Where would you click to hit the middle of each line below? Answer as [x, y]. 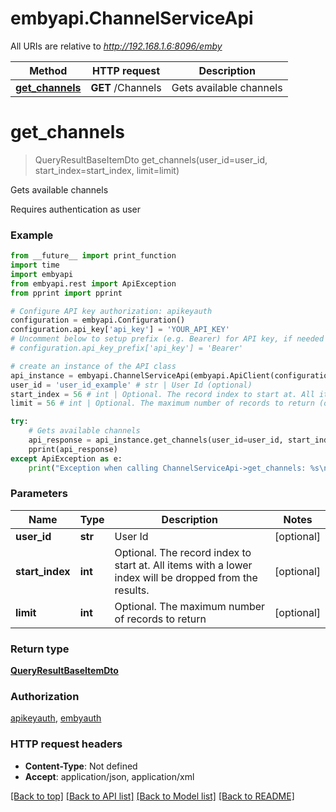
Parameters [39, 494]
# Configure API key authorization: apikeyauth [111, 311]
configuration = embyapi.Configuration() [98, 320]
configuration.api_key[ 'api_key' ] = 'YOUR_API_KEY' [120, 330]
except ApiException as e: [66, 458]
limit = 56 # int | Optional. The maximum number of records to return [162, 403]
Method [48, 70]
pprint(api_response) [73, 449]
